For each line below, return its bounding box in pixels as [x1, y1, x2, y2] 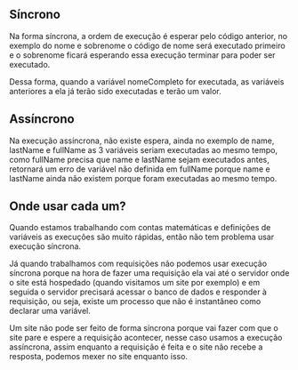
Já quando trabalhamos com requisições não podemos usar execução [9, 258, 268, 269]
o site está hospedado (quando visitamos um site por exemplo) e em [9, 277, 261, 288]
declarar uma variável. [9, 306, 91, 317]
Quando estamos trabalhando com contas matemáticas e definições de [9, 222, 271, 233]
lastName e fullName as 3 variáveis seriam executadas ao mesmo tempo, [9, 144, 278, 155]
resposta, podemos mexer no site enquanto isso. [9, 351, 189, 362]
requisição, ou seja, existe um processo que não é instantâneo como [9, 296, 262, 307]
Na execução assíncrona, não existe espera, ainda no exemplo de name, [9, 135, 275, 146]
